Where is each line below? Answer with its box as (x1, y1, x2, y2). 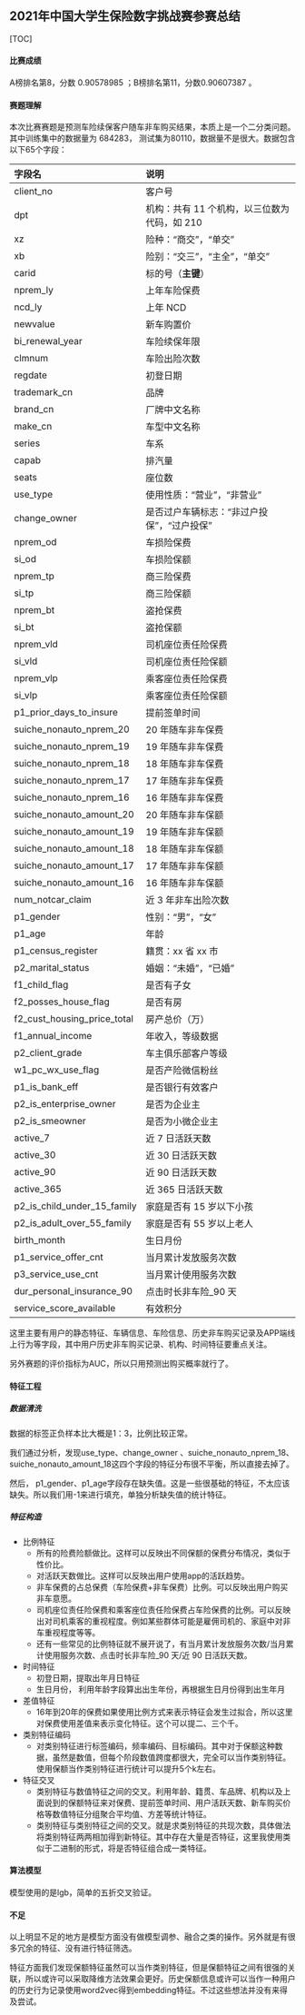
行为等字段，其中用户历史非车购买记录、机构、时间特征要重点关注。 (16, 1338, 272, 1350)
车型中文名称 (144, 420, 201, 433)
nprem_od (14, 536, 57, 548)
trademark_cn (14, 386, 74, 399)
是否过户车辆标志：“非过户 (144, 506, 260, 519)
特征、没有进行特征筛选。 (40, 1942, 137, 1954)
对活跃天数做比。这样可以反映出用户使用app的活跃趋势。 (35, 1570, 250, 1581)
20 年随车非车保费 (144, 724, 224, 736)
